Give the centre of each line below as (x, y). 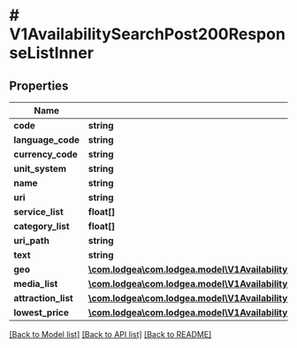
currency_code (46, 154)
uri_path (32, 240)
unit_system (40, 169)
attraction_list (43, 298)
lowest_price (41, 313)
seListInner (52, 53)
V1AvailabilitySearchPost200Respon (147, 34)
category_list (42, 226)
